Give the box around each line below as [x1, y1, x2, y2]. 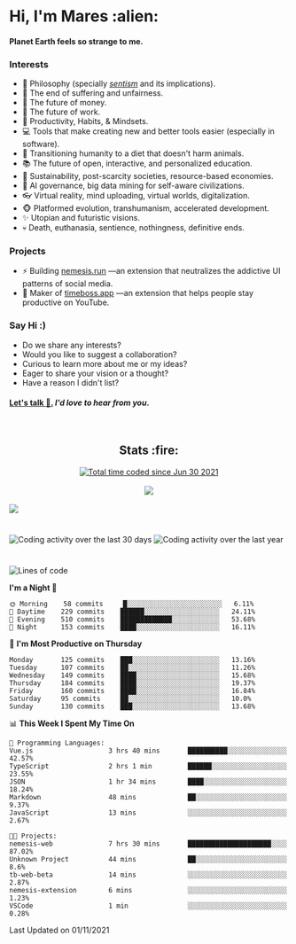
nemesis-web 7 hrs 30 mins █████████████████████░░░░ [9, 839, 288, 848]
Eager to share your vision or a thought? [21, 368, 169, 378]
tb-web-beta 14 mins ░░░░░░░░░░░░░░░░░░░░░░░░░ [9, 870, 288, 879]
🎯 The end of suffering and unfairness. [21, 88, 164, 98]
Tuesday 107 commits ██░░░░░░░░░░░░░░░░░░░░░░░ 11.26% [9, 663, 255, 673]
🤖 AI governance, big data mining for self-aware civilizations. [21, 180, 245, 191]
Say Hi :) [9, 319, 46, 332]
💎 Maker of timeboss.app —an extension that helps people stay [21, 288, 254, 299]
